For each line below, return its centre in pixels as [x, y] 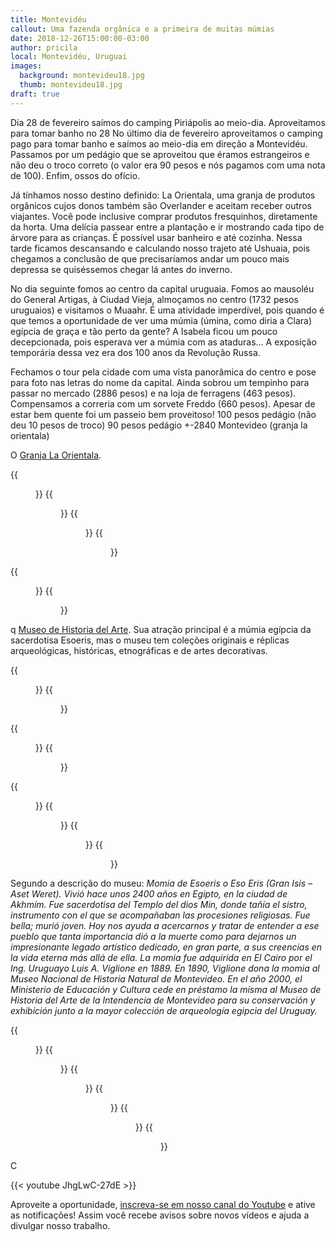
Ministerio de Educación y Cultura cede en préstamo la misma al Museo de [166, 989]
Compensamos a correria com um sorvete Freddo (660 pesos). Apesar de [163, 403]
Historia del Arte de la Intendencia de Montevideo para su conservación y [163, 1000]
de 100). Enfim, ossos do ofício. [75, 175]
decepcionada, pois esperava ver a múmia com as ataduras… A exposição [163, 342]
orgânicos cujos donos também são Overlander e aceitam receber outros [161, 205]
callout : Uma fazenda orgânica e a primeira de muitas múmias [142, 29]
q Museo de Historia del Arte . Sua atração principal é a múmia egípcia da [161, 629]
